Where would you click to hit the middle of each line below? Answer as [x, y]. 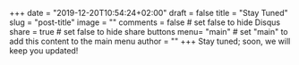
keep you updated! [44, 51]
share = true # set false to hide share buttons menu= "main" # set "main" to [149, 32]
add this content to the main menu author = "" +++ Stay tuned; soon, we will [150, 41]
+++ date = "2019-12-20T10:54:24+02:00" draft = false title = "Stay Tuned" [149, 13]
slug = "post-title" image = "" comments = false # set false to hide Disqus [145, 22]
